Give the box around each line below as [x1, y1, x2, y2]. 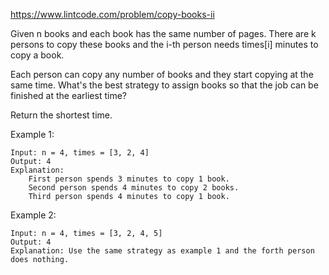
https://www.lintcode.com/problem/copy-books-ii [10, 9, 215, 20]
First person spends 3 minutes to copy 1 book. [28, 174, 230, 184]
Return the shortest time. [10, 109, 113, 121]
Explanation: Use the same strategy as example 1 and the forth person [10, 246, 315, 256]
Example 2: [10, 209, 57, 221]
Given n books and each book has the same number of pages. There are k [10, 28, 317, 39]
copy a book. [10, 49, 65, 61]
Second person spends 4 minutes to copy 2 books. [28, 183, 240, 193]
